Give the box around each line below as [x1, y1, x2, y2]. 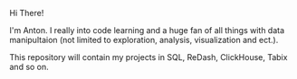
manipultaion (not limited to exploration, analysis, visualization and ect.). [9, 35, 279, 45]
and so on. [9, 62, 50, 72]
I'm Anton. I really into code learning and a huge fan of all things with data [9, 25, 285, 35]
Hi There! [9, 8, 44, 18]
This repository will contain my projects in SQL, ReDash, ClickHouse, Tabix [9, 52, 288, 62]
